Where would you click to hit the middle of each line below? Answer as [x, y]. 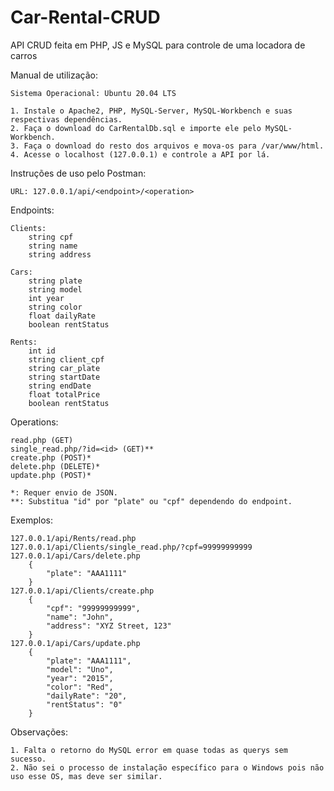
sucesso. [28, 759]
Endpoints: [32, 210]
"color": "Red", [80, 687]
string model [55, 289]
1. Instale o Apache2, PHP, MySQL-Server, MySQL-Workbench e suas [151, 111]
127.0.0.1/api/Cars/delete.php [75, 556]
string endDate [60, 386]
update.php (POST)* [51, 475]
